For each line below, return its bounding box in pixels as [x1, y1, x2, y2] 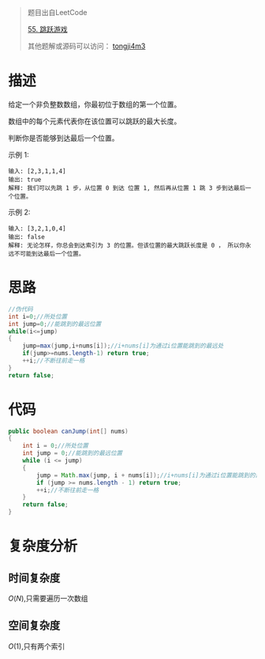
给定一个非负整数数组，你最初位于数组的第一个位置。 [8, 99, 181, 109]
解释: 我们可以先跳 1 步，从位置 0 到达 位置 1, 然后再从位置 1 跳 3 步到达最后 [8, 184, 246, 192]
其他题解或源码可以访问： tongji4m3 [27, 41, 146, 51]
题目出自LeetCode [27, 8, 88, 17]
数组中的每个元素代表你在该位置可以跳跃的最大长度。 [8, 116, 181, 126]
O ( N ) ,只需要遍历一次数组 [8, 593, 88, 604]
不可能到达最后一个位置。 [13, 249, 85, 258]
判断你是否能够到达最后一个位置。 [8, 133, 119, 142]
